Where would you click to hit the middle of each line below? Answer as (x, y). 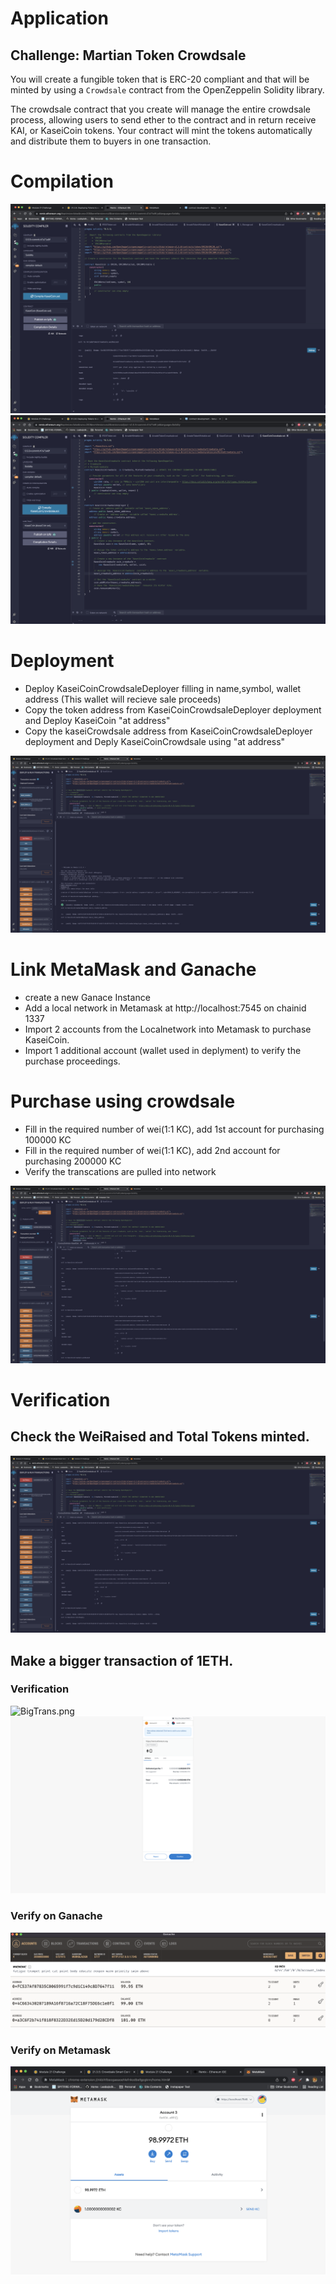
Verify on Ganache (56, 1916)
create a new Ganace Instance (87, 998)
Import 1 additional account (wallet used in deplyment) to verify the (163, 1051)
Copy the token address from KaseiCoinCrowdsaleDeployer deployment (173, 709)
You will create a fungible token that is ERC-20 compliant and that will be (160, 79)
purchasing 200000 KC (73, 1161)
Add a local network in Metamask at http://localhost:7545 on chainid (165, 1008)
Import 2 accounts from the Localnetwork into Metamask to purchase (168, 1029)
